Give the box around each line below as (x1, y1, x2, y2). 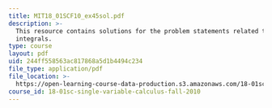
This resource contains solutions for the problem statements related (15, 27, 259, 35)
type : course (8, 42, 53, 50)
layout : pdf (8, 50, 49, 58)
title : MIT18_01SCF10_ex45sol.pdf (8, 11, 125, 20)
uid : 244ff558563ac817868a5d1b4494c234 (8, 58, 143, 66)
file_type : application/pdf (8, 65, 104, 73)
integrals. (15, 34, 53, 43)
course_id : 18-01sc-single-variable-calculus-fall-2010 (8, 87, 201, 96)
